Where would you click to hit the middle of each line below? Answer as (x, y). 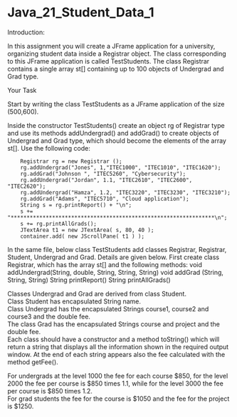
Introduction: (26, 32)
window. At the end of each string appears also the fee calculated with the (116, 354)
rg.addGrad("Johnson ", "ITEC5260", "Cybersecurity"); (103, 174)
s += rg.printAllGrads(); (59, 223)
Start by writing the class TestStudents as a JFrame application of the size (116, 104)
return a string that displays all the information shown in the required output (118, 346)
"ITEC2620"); (27, 186)
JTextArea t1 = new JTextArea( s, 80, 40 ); (87, 230)
